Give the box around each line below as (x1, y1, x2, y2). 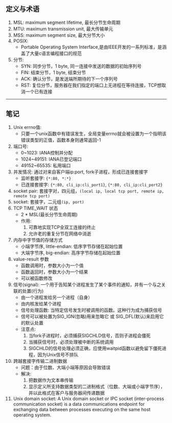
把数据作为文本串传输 (28, 377, 73, 383)
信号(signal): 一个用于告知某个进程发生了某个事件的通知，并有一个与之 (13, 281, 161, 287)
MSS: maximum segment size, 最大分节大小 (13, 32, 105, 38)
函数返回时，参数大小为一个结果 (20, 269, 88, 275)
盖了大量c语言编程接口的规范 (20, 50, 82, 56)
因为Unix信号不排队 (37, 351, 79, 358)
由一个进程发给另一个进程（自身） (20, 294, 93, 300)
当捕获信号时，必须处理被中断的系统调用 (28, 338, 114, 345)
